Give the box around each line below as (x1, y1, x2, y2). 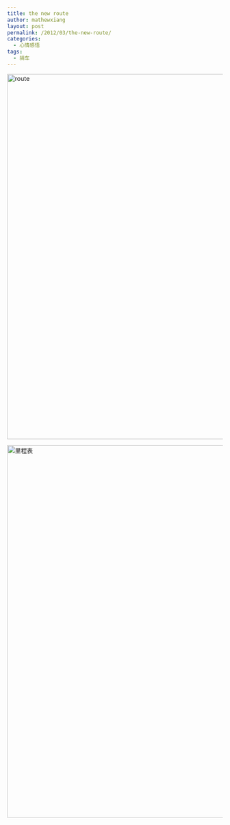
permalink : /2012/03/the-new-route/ (7, 29, 112, 36)
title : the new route (7, 10, 69, 17)
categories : (7, 36, 41, 43)
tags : (7, 49, 23, 56)
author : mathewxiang (7, 16, 66, 23)
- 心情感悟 (13, 42, 40, 49)
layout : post (7, 23, 44, 29)
